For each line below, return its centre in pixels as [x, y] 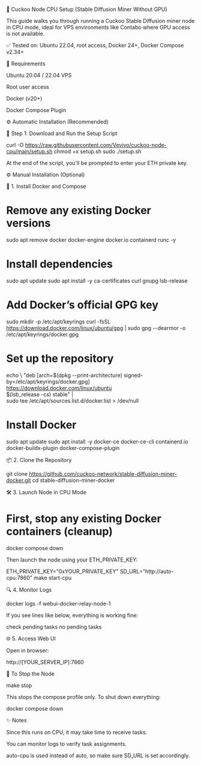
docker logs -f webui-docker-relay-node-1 [58, 604]
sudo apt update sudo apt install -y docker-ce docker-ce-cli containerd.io [97, 442]
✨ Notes [16, 720]
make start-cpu [53, 577]
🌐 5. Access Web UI [31, 638]
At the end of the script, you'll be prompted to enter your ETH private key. [97, 163]
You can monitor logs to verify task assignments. [67, 743]
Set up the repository [60, 358]
